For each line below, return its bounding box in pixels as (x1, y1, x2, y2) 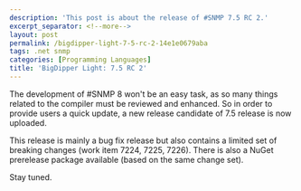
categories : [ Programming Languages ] (9, 55, 152, 64)
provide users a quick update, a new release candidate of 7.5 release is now (9, 108, 292, 119)
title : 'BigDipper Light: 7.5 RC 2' (9, 64, 147, 73)
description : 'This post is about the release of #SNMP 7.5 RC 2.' (9, 13, 269, 23)
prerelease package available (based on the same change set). (9, 154, 244, 165)
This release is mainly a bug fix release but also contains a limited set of (9, 135, 277, 146)
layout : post (9, 30, 59, 39)
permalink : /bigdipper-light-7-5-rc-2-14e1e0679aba (9, 38, 208, 48)
